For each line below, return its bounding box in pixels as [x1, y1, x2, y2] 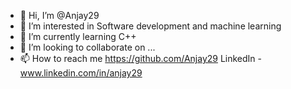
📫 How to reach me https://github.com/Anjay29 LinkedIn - [19, 53, 263, 64]
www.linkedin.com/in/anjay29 [19, 67, 143, 79]
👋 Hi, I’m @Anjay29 [19, 10, 100, 21]
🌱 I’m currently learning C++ [19, 31, 137, 42]
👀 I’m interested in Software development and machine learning [19, 20, 282, 32]
